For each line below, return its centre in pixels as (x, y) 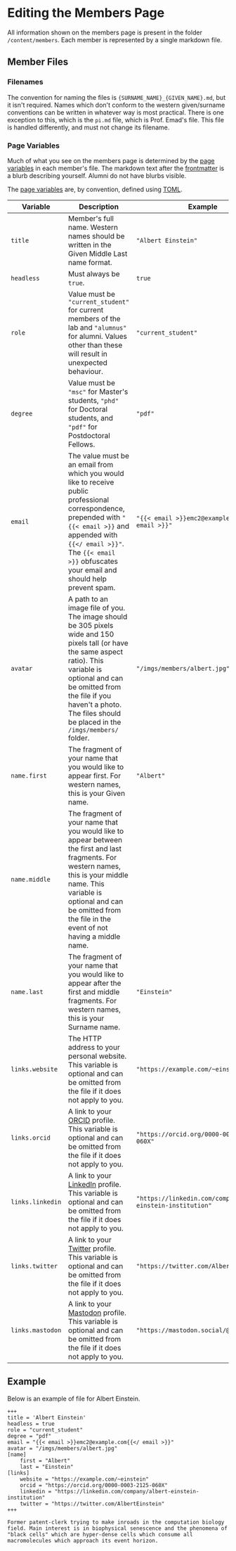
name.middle (31, 879)
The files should (94, 713)
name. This (86, 884)
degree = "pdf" (29, 1436)
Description (99, 207)
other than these (95, 345)
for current (86, 309)
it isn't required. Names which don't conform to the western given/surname (116, 105)
